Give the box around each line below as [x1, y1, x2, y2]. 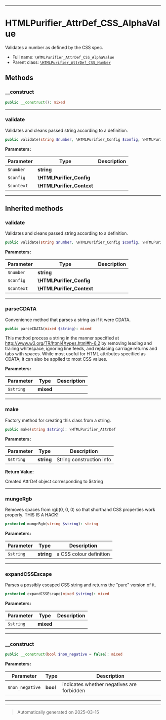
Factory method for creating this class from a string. [5, 417, 111, 423]
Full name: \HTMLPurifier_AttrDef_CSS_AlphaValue [12, 54, 115, 60]
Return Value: [5, 469, 34, 475]
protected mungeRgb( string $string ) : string [5, 521, 98, 526]
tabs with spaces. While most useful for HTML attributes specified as [5, 351, 146, 357]
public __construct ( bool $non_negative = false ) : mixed [5, 652, 123, 657]
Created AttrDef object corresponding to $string [5, 478, 103, 484]
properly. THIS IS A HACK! [5, 511, 59, 518]
